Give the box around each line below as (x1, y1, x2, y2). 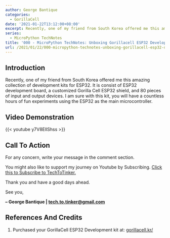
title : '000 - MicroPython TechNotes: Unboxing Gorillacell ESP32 (5, 40, 148, 45)
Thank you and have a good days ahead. (5, 180, 90, 186)
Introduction (5, 64, 46, 72)
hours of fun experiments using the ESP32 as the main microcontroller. (5, 98, 153, 104)
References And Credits (5, 213, 82, 222)
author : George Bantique (5, 7, 58, 13)
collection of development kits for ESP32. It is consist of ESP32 (5, 82, 137, 88)
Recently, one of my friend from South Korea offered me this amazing (5, 77, 150, 83)
